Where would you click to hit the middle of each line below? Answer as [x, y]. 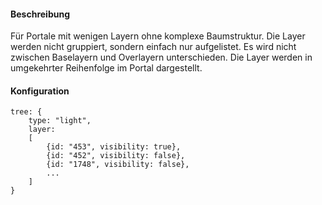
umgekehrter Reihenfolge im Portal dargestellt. [106, 68]
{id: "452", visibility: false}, [116, 156]
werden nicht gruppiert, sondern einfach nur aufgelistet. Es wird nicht [153, 47]
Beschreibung [40, 14]
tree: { [26, 112]
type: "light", [60, 121]
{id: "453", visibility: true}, [114, 147]
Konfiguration [40, 91]
